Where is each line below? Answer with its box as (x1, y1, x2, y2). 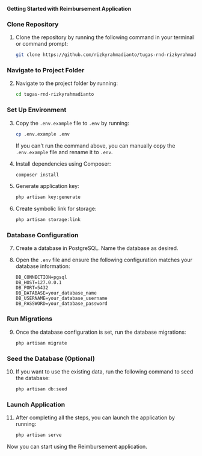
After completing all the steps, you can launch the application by (15, 414, 175, 421)
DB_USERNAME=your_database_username (15, 295, 108, 302)
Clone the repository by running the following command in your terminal (15, 34, 194, 41)
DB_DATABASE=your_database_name (15, 290, 97, 296)
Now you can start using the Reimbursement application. (7, 443, 148, 450)
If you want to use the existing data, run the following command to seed (15, 367, 194, 375)
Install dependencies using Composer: (15, 160, 111, 167)
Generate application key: (15, 183, 80, 190)
